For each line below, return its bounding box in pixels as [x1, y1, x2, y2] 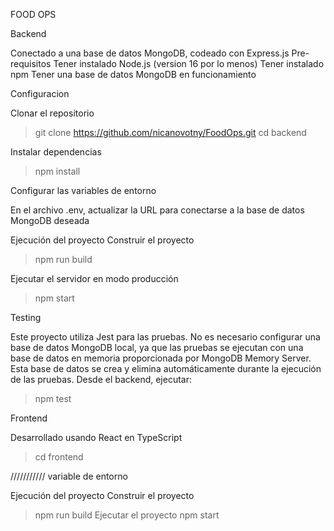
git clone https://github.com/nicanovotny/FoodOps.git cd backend [34, 127, 307, 138]
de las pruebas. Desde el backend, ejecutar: [10, 374, 193, 385]
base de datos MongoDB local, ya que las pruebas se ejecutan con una [10, 342, 304, 353]
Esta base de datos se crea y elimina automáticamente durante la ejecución [10, 363, 322, 374]
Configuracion [10, 88, 70, 99]
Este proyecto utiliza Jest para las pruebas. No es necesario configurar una [10, 331, 321, 343]
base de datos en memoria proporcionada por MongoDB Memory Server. [10, 352, 312, 364]
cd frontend [34, 451, 84, 463]
